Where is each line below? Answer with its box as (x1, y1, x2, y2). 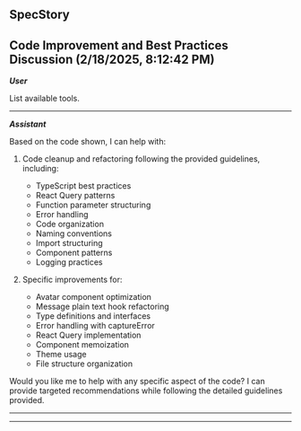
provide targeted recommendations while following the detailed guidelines (9, 385, 283, 396)
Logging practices (35, 257, 103, 268)
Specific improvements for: (21, 274, 123, 286)
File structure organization (35, 358, 133, 369)
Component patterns (35, 247, 113, 259)
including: (21, 163, 59, 174)
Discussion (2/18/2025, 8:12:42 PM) (9, 51, 215, 66)
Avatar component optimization (35, 292, 152, 303)
